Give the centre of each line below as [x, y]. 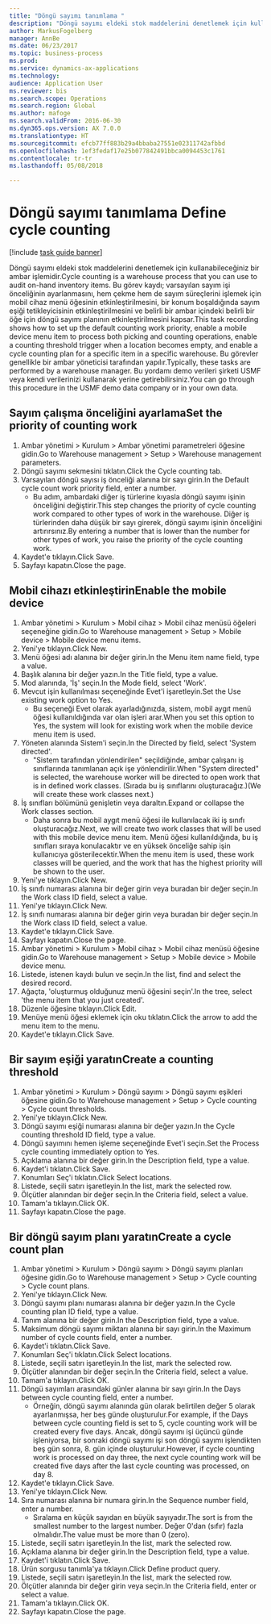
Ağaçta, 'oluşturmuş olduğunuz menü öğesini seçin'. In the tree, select [136, 991]
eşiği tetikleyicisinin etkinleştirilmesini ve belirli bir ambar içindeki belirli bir [132, 311]
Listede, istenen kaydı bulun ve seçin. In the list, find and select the [131, 974]
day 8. [43, 1475]
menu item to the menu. [60, 1025]
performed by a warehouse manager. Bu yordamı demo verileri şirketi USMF [135, 371]
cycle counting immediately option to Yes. [90, 1151]
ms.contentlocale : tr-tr [51, 158]
